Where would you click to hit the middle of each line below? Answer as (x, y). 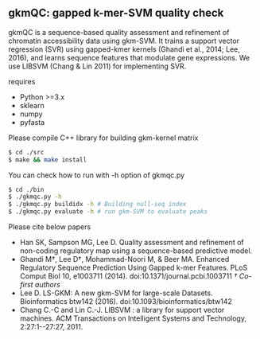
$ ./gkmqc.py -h (35, 197)
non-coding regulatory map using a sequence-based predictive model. (136, 251)
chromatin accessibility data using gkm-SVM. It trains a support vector (124, 41)
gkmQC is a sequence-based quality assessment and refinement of (119, 32)
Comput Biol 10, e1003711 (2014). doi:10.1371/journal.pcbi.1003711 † (128, 276)
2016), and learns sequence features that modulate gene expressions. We (129, 57)
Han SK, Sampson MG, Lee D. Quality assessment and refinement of (132, 243)
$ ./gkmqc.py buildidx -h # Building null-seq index (97, 205)
